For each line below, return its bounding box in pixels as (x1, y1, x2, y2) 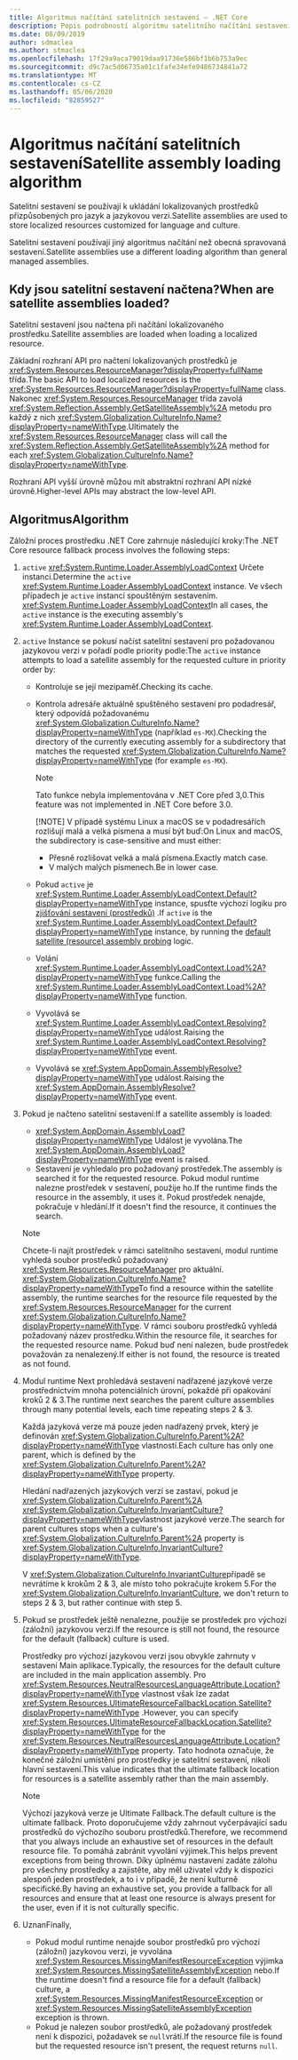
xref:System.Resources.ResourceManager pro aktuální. (21, 1264, 224, 1274)
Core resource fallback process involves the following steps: (9, 544, 231, 555)
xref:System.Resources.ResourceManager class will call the (9, 431, 228, 442)
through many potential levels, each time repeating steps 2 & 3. (21, 1403, 254, 1414)
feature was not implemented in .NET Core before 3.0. (35, 799, 233, 810)
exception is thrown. (35, 2012, 110, 2023)
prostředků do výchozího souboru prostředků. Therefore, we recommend (21, 1826, 288, 1837)
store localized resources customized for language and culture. (9, 220, 241, 231)
